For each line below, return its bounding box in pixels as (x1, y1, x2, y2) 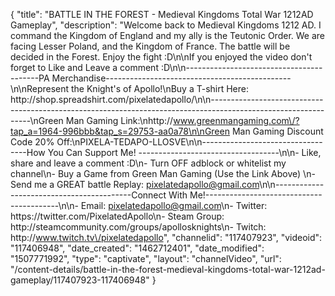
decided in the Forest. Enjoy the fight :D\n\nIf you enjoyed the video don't (10, 51, 313, 63)
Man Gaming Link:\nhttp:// (65, 115, 174, 126)
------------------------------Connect (10, 189, 167, 201)
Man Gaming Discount (231, 125, 324, 137)
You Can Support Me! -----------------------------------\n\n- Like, (47, 147, 322, 158)
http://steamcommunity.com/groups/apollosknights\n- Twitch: (10, 221, 267, 233)
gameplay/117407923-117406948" (10, 274, 150, 286)
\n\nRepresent (10, 83, 70, 94)
